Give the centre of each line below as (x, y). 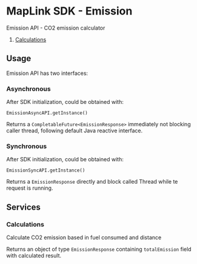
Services (24, 207)
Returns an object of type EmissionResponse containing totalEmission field (99, 250)
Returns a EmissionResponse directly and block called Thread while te (92, 182)
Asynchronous (28, 89)
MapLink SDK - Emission (69, 11)
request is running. (30, 188)
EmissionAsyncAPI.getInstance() (47, 113)
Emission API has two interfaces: (47, 73)
